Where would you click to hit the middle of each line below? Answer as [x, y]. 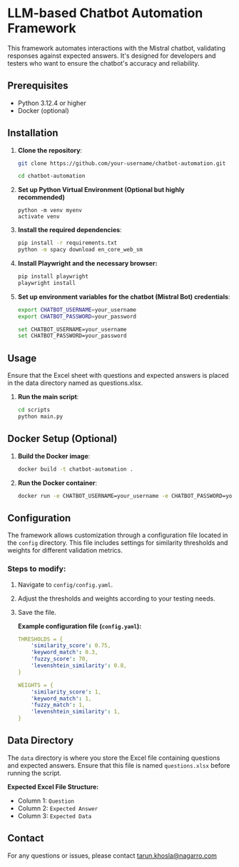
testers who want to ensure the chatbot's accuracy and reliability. [103, 63]
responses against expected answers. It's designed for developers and [112, 56]
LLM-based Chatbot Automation [105, 13]
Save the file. [37, 612]
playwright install [47, 283]
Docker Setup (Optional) [62, 439]
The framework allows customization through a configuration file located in [118, 535]
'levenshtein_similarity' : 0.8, [79, 666]
